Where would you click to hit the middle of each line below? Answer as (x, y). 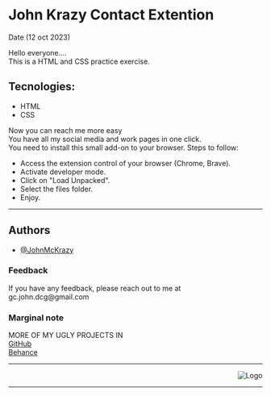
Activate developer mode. (63, 172)
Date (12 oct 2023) (40, 37)
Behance (23, 352)
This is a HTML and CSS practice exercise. (79, 61)
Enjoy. (30, 197)
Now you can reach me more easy (65, 130)
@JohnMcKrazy (47, 250)
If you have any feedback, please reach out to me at (95, 288)
